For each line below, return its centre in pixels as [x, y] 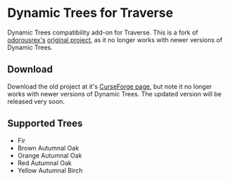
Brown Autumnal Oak [48, 148]
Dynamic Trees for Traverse [90, 13]
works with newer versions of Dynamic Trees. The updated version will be [114, 94]
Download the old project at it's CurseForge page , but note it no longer [110, 86]
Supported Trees [45, 123]
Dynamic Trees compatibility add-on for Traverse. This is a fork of [103, 32]
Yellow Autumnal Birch [50, 170]
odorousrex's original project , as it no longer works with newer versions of [115, 39]
